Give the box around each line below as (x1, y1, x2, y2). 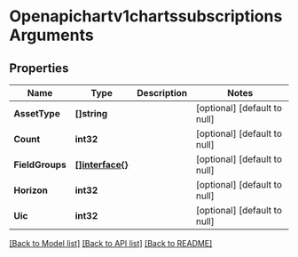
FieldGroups (13, 158, 67, 171)
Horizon (13, 184, 49, 197)
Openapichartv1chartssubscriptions (9, 6, 283, 27)
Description (137, 87, 188, 99)
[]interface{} (74, 158, 129, 171)
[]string (74, 108, 108, 119)
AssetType (13, 108, 60, 119)
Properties (9, 60, 69, 76)
